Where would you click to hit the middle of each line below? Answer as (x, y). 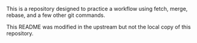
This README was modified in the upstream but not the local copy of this (98, 27)
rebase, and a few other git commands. (56, 15)
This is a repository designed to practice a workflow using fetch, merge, (97, 9)
